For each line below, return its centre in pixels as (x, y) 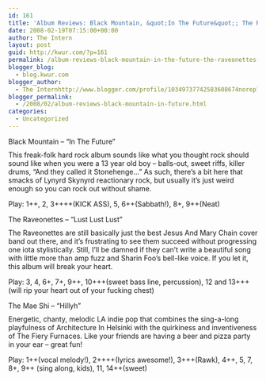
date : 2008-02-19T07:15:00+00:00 (63, 30)
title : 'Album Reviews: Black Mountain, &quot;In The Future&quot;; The (131, 23)
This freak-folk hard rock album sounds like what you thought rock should (129, 155)
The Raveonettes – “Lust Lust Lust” (65, 219)
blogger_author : (35, 82)
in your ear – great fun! (46, 344)
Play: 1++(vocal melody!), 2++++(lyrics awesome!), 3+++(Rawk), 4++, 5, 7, (131, 360)
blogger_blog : (32, 67)
